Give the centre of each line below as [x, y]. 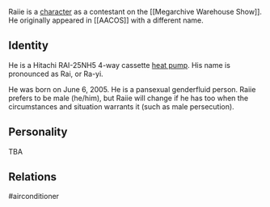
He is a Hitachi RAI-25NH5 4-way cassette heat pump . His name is [119, 65]
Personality [38, 132]
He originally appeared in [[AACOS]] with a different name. [106, 20]
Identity [28, 46]
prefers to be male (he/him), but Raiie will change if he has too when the [129, 98]
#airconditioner [34, 196]
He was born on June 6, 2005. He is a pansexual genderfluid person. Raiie [132, 89]
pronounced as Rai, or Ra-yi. [56, 74]
